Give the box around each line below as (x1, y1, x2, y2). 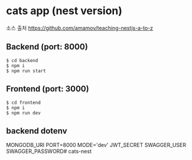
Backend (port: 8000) (6, 42, 89, 52)
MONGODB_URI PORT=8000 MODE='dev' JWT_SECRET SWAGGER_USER (6, 142, 187, 149)
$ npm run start (6, 68, 46, 74)
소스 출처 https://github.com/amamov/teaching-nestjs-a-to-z (6, 24, 154, 31)
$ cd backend (6, 57, 38, 63)
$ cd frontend (6, 99, 41, 106)
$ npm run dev (6, 110, 41, 116)
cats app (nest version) (6, 4, 123, 18)
